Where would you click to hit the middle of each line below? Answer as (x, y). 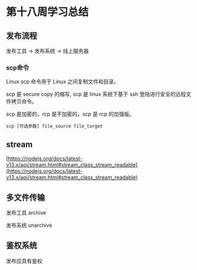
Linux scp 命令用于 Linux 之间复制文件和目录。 (63, 82)
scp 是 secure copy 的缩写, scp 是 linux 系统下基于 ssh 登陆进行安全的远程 (96, 94)
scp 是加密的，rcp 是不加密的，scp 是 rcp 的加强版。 (70, 114)
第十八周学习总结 (48, 12)
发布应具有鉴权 (24, 261)
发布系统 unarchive (29, 225)
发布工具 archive (26, 212)
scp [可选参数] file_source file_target (54, 126)
